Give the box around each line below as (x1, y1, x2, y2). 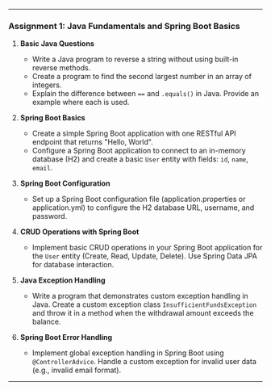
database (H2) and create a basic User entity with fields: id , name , (31, 154, 248, 164)
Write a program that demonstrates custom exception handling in (31, 291, 248, 301)
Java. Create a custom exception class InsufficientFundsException (31, 300, 256, 309)
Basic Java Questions (19, 39, 94, 48)
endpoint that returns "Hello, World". (31, 137, 153, 147)
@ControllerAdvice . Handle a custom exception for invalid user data (31, 357, 256, 367)
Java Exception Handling (19, 275, 106, 285)
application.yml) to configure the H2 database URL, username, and (31, 203, 255, 212)
